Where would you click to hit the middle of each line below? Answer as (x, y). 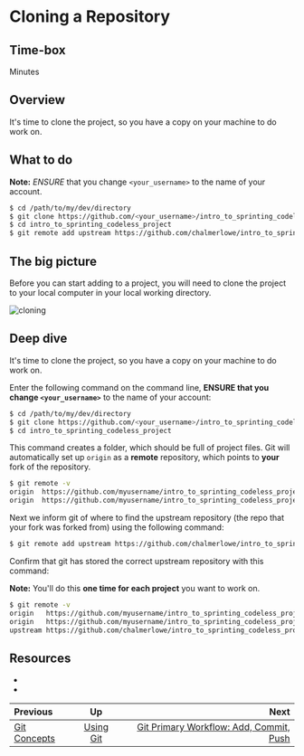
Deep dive (38, 339)
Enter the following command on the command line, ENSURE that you (139, 387)
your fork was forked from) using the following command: (117, 527)
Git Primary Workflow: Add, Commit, (214, 727)
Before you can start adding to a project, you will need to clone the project (148, 283)
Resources (40, 658)
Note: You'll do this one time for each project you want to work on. (135, 588)
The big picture (53, 261)
